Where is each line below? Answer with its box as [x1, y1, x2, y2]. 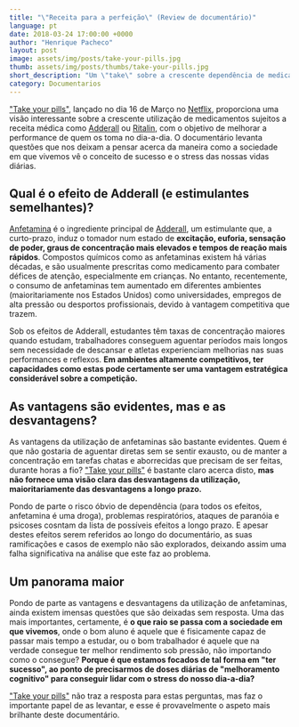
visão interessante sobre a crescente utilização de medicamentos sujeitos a [9, 113, 287, 124]
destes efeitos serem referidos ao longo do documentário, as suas [9, 529, 253, 540]
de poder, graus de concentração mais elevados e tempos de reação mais [9, 242, 287, 254]
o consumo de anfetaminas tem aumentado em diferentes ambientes [9, 280, 262, 291]
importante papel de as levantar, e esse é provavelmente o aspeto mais [9, 700, 271, 711]
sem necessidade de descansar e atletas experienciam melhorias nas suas [9, 344, 284, 356]
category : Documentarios [9, 79, 101, 88]
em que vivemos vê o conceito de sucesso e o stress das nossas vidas [9, 150, 270, 161]
